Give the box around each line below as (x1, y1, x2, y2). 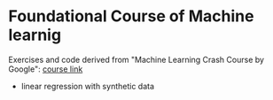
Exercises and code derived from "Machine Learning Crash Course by (8, 54, 265, 65)
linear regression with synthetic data (20, 81, 155, 91)
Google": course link (8, 64, 83, 74)
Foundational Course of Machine (8, 6, 254, 27)
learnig (8, 25, 62, 45)
